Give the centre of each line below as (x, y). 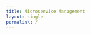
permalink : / (22, 22)
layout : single (25, 17)
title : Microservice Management (45, 11)
